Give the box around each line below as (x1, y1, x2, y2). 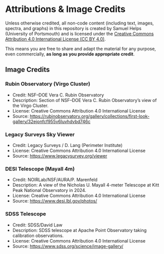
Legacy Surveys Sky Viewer (5, 131, 75, 138)
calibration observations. (12, 232, 64, 238)
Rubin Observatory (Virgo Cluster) (5, 80, 90, 87)
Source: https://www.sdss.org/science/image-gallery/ (12, 243, 123, 249)
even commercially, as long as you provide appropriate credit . (5, 51, 135, 57)
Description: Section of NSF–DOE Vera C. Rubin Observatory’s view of (12, 97, 157, 103)
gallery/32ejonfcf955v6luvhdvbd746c (12, 118, 91, 124)
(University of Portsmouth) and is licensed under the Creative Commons (5, 30, 154, 36)
